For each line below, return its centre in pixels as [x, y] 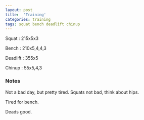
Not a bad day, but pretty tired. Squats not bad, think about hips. [72, 92]
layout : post [19, 10]
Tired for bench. [22, 102]
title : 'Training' [26, 15]
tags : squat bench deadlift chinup [43, 24]
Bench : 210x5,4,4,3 [26, 48]
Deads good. [19, 111]
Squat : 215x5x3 [22, 38]
